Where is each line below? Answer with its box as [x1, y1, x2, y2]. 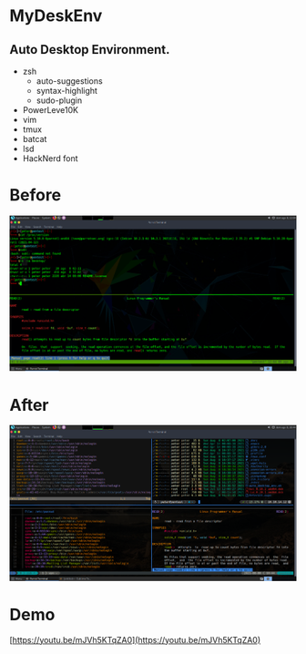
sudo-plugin [36, 95, 83, 106]
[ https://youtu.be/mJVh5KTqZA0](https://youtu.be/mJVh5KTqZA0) [9, 634, 261, 645]
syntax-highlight [36, 86, 98, 96]
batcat [22, 134, 47, 144]
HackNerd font [22, 153, 79, 164]
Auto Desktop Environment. [9, 42, 170, 57]
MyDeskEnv [9, 5, 103, 26]
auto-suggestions [36, 76, 103, 87]
